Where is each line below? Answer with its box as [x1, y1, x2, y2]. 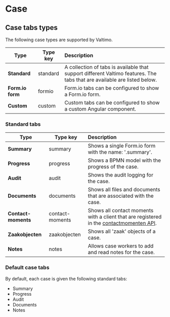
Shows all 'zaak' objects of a [88, 228, 156, 235]
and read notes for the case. [88, 249, 155, 256]
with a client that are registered [88, 214, 162, 221]
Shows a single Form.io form [88, 143, 156, 150]
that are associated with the [88, 192, 154, 199]
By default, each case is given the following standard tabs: [5, 275, 127, 281]
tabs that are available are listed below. [64, 77, 157, 83]
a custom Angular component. [64, 105, 137, 112]
